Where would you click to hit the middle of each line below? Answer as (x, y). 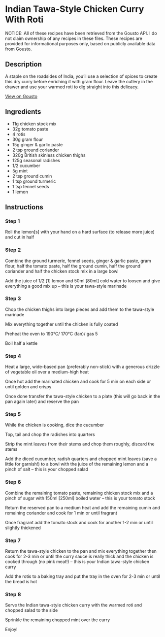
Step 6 (13, 482)
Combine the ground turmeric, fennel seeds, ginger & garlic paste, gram (78, 261)
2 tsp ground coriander (36, 150)
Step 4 (13, 356)
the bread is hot (21, 582)
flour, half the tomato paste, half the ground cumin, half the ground (73, 266)
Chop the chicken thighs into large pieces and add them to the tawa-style (80, 309)
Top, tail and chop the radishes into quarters (50, 435)
